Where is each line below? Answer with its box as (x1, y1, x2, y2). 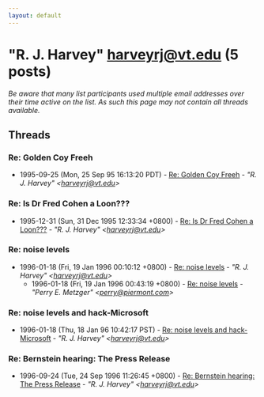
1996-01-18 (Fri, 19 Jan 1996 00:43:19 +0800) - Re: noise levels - (31, 278, 243, 289)
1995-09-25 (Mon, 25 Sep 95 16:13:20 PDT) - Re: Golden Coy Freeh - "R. (19, 170, 257, 180)
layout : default (8, 11, 62, 20)
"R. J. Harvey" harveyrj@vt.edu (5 (8, 45, 239, 63)
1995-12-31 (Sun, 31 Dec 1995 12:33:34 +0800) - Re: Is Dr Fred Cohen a (19, 216, 254, 225)
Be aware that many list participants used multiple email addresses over (8, 89, 245, 98)
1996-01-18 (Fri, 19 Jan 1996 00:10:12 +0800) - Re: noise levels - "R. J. (19, 262, 249, 271)
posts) (8, 62, 51, 80)
